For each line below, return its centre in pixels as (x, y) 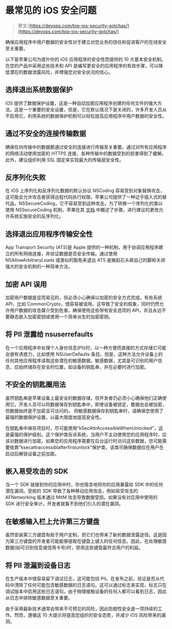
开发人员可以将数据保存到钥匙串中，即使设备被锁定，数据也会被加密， (93, 404)
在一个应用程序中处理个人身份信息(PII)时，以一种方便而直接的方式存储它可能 (86, 348)
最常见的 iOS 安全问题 (51, 11)
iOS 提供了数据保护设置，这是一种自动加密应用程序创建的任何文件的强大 (81, 103)
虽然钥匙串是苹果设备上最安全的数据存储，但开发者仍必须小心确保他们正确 (84, 398)
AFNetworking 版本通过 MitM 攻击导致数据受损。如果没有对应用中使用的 (81, 497)
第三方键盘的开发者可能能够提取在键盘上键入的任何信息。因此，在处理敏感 (88, 541)
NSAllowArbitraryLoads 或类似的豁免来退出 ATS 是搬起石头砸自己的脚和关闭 (85, 260)
